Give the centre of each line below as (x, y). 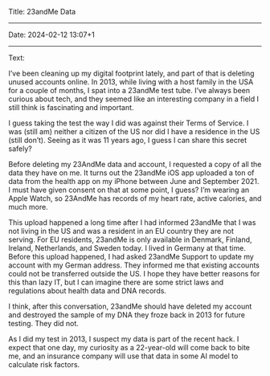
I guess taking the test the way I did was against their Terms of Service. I (129, 123)
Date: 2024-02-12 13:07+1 (51, 35)
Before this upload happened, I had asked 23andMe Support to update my (131, 257)
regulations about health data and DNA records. (88, 291)
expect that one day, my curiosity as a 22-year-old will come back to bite (129, 347)
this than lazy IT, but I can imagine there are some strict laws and (116, 282)
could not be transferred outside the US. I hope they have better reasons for (134, 274)
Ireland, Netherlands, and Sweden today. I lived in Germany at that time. (127, 248)
